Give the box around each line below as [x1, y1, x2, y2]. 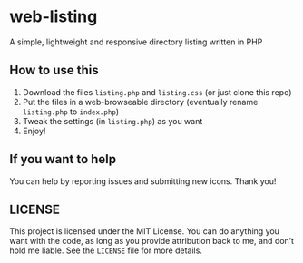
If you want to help [9, 151, 116, 167]
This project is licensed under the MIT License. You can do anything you [9, 226, 279, 237]
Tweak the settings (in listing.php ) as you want [22, 115, 203, 126]
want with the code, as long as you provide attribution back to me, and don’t [9, 236, 295, 247]
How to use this [9, 63, 100, 78]
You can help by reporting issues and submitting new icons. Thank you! [9, 175, 277, 187]
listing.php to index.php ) [22, 106, 120, 117]
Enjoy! [22, 125, 46, 136]
